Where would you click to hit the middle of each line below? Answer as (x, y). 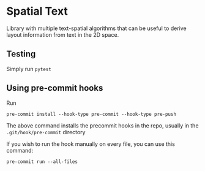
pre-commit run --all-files (42, 161)
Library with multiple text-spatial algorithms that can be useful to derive (96, 28)
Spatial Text (37, 11)
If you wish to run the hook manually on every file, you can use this (91, 144)
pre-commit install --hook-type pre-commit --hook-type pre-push (91, 114)
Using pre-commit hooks (55, 88)
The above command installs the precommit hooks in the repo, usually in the (102, 125)
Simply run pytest (29, 69)
